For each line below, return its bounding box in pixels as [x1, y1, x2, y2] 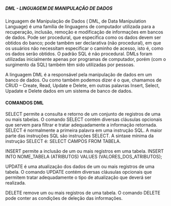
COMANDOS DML [5, 99, 44, 106]
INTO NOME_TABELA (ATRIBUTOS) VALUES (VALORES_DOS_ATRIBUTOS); [5, 154, 162, 160]
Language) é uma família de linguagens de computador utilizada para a [5, 23, 155, 29]
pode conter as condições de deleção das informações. [5, 195, 123, 201]
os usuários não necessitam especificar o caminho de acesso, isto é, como [5, 45, 163, 51]
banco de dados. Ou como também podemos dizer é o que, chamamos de [5, 77, 162, 83]
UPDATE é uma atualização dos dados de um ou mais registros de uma [5, 163, 155, 170]
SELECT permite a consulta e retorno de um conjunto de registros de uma [5, 111, 161, 117]
